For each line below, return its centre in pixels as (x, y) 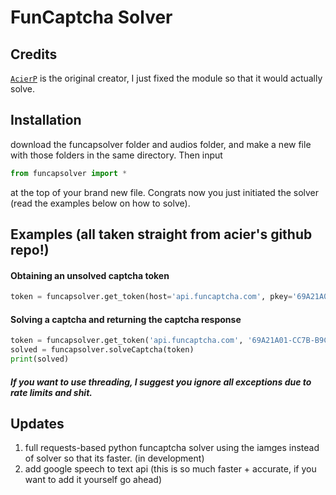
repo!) (30, 250)
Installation (46, 120)
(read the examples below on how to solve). (100, 203)
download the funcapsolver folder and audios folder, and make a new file (161, 144)
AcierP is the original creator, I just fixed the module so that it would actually (166, 78)
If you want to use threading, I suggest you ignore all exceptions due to (161, 382)
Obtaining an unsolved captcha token (90, 275)
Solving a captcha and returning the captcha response (126, 319)
